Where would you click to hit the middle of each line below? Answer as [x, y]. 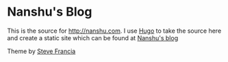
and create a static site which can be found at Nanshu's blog [93, 37]
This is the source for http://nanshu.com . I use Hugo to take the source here [114, 31]
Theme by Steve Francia [41, 51]
